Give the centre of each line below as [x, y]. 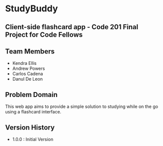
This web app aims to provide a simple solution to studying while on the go [81, 106]
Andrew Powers [29, 69]
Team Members [30, 51]
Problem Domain [32, 95]
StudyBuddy [32, 9]
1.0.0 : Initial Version [33, 140]
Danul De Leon [28, 79]
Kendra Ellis [24, 63]
